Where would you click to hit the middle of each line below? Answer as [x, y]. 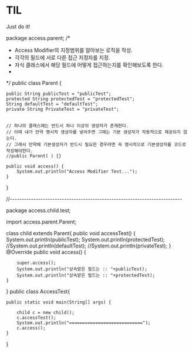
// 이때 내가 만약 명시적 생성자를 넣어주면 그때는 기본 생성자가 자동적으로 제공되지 [93, 132]
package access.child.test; [39, 210]
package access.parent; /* [38, 38]
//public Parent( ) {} [34, 156]
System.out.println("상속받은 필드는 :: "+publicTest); [82, 269]
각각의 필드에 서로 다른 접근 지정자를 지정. [62, 57]
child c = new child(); [46, 312]
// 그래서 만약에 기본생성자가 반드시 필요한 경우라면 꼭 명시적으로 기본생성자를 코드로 [96, 144]
